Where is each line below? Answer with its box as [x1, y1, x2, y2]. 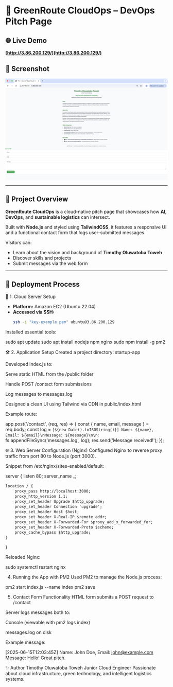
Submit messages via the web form [12, 260, 88, 267]
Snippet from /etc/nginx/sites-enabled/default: [5, 463, 105, 469]
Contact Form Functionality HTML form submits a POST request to [12, 594, 154, 600]
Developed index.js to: [5, 361, 53, 367]
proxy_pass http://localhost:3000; [14, 489, 91, 494]
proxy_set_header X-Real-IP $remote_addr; [14, 515, 107, 520]
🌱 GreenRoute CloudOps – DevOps [5, 5, 155, 16]
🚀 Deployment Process [5, 280, 80, 289]
